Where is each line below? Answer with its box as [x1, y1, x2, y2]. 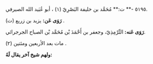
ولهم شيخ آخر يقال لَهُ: [5, 51, 53, 58]
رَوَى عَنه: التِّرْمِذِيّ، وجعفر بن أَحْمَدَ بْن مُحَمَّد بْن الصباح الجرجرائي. [5, 28, 146, 35]
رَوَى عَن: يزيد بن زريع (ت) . [5, 17, 65, 23]
